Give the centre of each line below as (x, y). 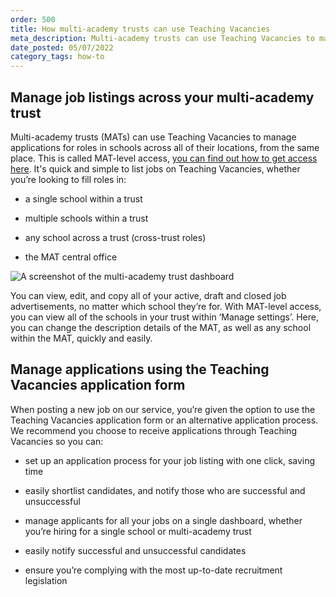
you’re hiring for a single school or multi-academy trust (138, 531)
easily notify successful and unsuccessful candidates (135, 550)
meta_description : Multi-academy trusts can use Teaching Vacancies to (162, 38)
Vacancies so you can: (57, 441)
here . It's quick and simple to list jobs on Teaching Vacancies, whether (155, 168)
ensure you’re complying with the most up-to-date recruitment (153, 570)
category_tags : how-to (57, 57)
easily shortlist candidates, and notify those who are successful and (165, 490)
